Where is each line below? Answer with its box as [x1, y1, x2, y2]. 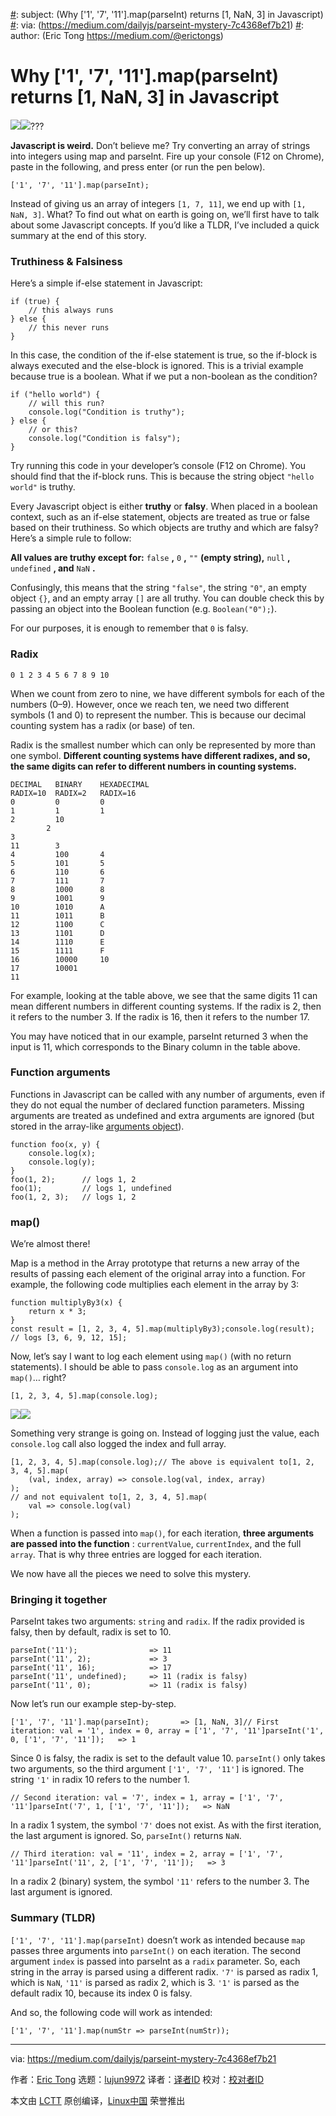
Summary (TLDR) [10, 1911, 96, 1925]
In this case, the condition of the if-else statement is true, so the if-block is [10, 349, 318, 361]
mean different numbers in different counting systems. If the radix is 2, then [10, 1000, 322, 1012]
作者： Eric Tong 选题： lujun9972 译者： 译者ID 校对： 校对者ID [10, 2073, 265, 2085]
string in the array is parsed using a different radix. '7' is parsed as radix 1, [10, 1965, 319, 1978]
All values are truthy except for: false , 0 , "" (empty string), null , [10, 552, 291, 564]
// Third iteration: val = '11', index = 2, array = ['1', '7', [10, 1849, 284, 1859]
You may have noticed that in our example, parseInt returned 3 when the [10, 1030, 309, 1042]
